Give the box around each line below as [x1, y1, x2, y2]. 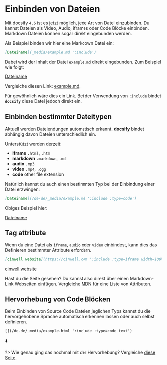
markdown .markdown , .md [12, 155, 66, 161]
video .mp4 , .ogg [12, 166, 46, 172]
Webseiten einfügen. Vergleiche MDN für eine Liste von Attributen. [14, 281, 152, 287]
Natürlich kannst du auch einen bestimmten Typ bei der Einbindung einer [5, 181, 155, 187]
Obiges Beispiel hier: [5, 205, 48, 211]
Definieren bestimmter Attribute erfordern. [5, 247, 92, 253]
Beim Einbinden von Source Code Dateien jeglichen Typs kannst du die [5, 308, 151, 314]
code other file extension [12, 171, 64, 177]
